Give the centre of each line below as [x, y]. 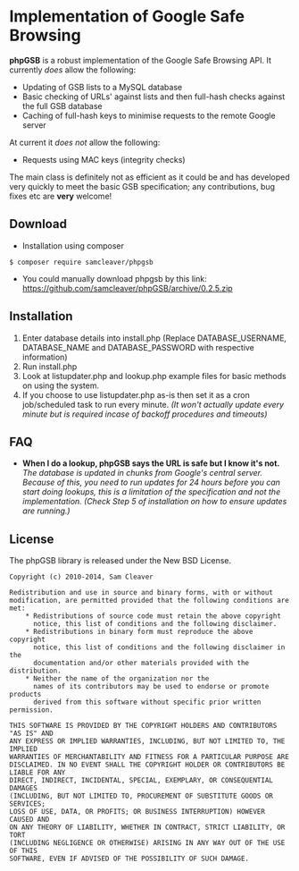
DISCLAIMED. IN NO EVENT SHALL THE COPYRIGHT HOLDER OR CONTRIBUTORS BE [147, 765]
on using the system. [61, 385]
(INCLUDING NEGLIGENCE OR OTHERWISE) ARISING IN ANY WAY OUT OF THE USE [147, 843]
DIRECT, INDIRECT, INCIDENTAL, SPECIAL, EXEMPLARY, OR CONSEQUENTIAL [141, 781]
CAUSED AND [29, 820]
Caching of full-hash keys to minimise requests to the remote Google [149, 115]
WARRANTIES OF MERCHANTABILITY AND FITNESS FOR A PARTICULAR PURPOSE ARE [149, 757]
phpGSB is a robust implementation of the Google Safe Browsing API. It [141, 60]
